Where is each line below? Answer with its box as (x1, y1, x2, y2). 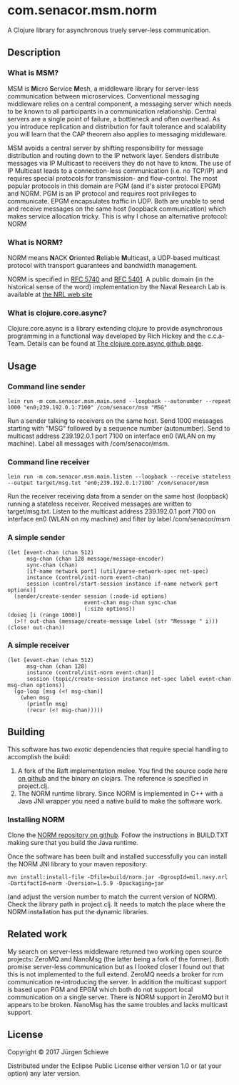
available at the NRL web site (7, 290, 93, 299)
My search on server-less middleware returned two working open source (7, 947, 223, 956)
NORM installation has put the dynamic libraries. (7, 907, 149, 916)
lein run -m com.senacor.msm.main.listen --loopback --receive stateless (7, 474, 232, 481)
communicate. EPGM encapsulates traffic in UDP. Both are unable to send (7, 196, 225, 205)
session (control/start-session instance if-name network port (26, 580, 219, 587)
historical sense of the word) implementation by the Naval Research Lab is (7, 282, 226, 291)
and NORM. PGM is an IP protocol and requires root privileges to (7, 189, 197, 198)
